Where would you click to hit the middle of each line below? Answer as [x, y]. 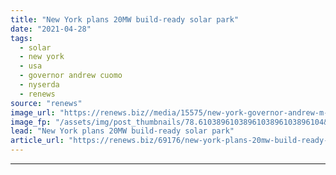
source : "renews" [46, 103]
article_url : [37, 141]
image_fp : [31, 122]
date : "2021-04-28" [51, 29]
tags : [21, 38]
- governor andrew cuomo [71, 76]
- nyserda [39, 85]
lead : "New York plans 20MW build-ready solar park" [122, 131]
